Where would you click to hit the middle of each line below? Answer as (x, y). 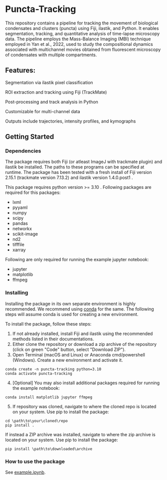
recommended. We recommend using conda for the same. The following (80, 309)
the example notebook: (36, 388)
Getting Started (30, 137)
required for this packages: (33, 192)
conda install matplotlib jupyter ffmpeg (49, 397)
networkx (22, 229)
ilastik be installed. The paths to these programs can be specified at (75, 167)
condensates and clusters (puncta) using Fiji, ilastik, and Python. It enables (82, 28)
